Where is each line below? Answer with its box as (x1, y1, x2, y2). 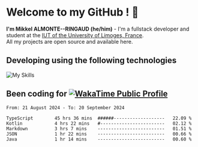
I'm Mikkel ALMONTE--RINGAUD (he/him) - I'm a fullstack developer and (6, 25, 190, 32)
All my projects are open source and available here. (6, 38, 133, 45)
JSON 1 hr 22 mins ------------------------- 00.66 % (6, 131, 192, 137)
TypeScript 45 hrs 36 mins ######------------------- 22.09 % (6, 115, 192, 121)
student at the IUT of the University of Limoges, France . (6, 31, 144, 38)
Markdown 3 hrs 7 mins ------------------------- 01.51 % (6, 125, 192, 131)
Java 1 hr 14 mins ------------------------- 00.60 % (6, 136, 192, 142)
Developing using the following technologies (6, 55, 177, 65)
